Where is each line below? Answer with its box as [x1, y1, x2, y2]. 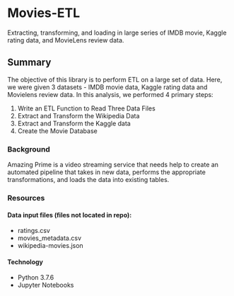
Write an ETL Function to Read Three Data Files [17, 104, 156, 113]
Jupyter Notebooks [17, 281, 74, 290]
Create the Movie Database [17, 126, 98, 135]
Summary [7, 57, 52, 69]
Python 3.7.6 [17, 273, 54, 282]
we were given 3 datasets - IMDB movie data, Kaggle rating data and [7, 83, 208, 91]
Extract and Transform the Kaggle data [17, 119, 131, 127]
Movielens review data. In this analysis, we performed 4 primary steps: [7, 90, 213, 98]
